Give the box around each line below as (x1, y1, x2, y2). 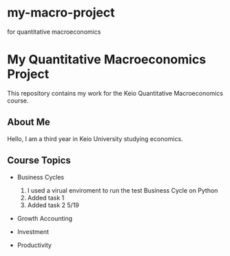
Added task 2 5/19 (27, 201, 79, 209)
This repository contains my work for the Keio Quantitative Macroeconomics (7, 89, 224, 97)
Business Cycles (17, 173, 64, 181)
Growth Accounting (17, 214, 73, 222)
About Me (7, 116, 50, 128)
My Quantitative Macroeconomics (7, 52, 207, 67)
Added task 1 (27, 193, 65, 202)
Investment (17, 227, 50, 235)
